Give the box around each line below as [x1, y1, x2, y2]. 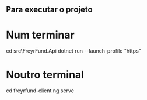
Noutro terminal [6, 68, 85, 81]
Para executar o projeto [6, 5, 93, 15]
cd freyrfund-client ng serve [6, 87, 75, 94]
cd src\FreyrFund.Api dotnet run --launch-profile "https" [6, 47, 142, 54]
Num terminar [6, 28, 75, 42]
